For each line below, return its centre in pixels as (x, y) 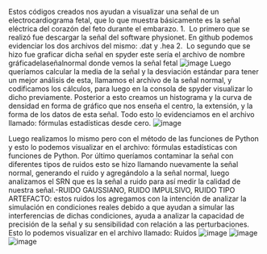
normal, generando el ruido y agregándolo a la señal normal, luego (119, 173)
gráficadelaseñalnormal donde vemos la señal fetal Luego (120, 63)
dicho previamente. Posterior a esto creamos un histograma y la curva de (130, 97)
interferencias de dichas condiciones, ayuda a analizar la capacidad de (126, 216)
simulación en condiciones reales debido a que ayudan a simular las (122, 207)
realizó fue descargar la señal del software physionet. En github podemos (131, 37)
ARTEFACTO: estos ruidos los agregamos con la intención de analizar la (127, 198)
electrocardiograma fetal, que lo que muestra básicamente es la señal (124, 20)
